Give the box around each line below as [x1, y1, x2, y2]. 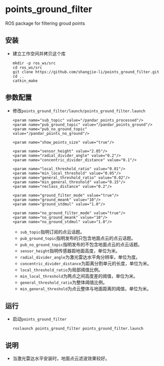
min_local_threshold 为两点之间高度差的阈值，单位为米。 [20, 273, 138, 279]
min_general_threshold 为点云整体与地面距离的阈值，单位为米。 [20, 285, 151, 291]
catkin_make [12, 78, 38, 83]
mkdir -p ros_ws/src [12, 61, 56, 66]
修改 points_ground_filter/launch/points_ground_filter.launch [12, 108, 146, 114]
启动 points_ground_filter [12, 316, 67, 322]
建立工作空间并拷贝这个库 [12, 50, 66, 57]
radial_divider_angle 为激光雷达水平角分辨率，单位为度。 [20, 254, 140, 260]
